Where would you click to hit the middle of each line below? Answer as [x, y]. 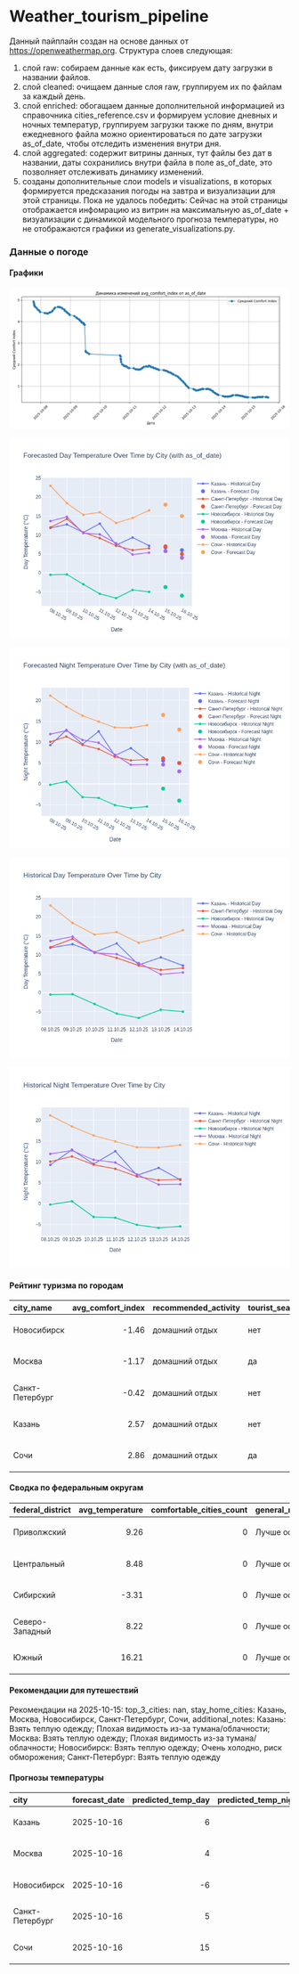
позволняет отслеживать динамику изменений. [113, 172]
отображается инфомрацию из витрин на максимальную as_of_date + [155, 209]
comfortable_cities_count [199, 1510]
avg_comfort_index [109, 1308]
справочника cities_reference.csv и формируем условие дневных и [149, 115]
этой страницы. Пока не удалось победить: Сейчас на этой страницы [155, 200]
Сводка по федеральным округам [77, 1488]
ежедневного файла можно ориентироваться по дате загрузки [142, 134]
